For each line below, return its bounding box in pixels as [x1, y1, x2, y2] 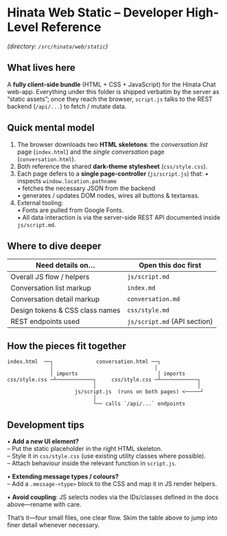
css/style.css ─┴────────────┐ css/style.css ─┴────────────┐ [7, 376, 201, 384]
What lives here [7, 62, 75, 73]
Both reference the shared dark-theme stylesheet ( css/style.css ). [16, 162, 208, 170]
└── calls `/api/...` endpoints [93, 400, 186, 408]
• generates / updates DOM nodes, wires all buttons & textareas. [16, 191, 200, 200]
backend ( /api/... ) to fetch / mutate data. [7, 102, 127, 110]
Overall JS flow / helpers [10, 272, 90, 282]
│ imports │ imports [50, 371, 186, 377]
